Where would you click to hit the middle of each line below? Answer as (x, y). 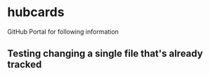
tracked (25, 65)
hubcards (36, 12)
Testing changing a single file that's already (105, 54)
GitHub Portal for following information (63, 32)
